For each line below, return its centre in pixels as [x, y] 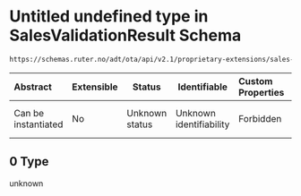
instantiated [39, 124]
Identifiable [203, 87]
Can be [29, 113]
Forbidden [260, 118]
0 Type [29, 162]
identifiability [202, 124]
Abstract [33, 87]
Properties [262, 92]
